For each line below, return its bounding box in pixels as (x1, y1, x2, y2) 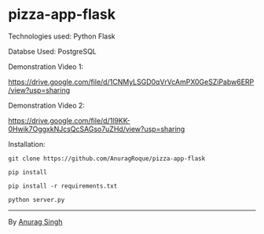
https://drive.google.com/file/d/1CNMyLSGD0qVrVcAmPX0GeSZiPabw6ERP (8, 77, 255, 86)
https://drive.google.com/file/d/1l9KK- (8, 115, 131, 125)
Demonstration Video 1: (8, 61, 84, 71)
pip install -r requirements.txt (8, 182, 118, 190)
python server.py (8, 196, 65, 203)
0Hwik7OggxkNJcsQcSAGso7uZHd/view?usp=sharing (8, 124, 185, 133)
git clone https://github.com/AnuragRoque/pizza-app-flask (8, 155, 206, 163)
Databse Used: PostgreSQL (8, 46, 97, 56)
